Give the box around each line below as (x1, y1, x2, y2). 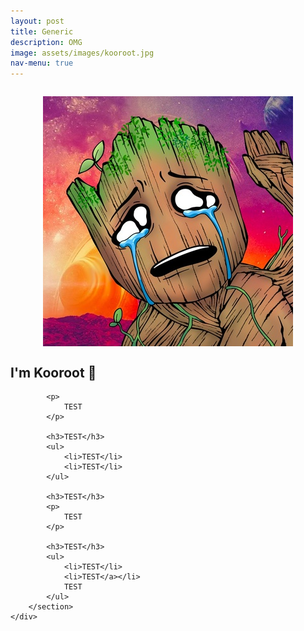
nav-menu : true (10, 58, 74, 69)
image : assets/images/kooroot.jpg (10, 48, 155, 58)
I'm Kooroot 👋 (10, 364, 97, 381)
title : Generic (10, 26, 74, 37)
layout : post (10, 16, 65, 26)
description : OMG (10, 37, 83, 47)
